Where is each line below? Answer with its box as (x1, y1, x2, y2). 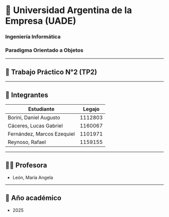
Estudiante (28, 106, 55, 113)
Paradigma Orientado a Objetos (5, 47, 84, 54)
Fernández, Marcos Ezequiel (8, 130, 75, 137)
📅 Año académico (5, 194, 62, 202)
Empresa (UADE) (5, 15, 76, 27)
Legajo (82, 106, 100, 113)
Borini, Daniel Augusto (8, 114, 60, 121)
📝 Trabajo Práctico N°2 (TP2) (5, 67, 97, 76)
